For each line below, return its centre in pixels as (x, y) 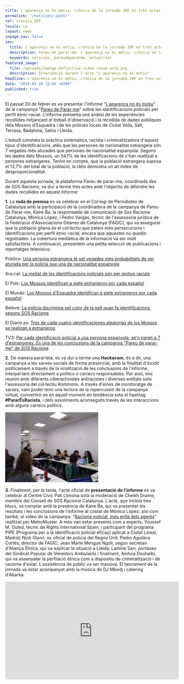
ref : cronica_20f (23, 21)
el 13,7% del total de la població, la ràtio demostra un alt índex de (72, 166)
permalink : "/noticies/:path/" (37, 16)
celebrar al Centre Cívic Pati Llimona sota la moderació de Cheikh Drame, (80, 495)
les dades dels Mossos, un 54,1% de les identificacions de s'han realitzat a (81, 156)
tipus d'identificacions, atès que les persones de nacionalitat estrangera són (83, 145)
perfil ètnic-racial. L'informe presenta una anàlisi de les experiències (75, 114)
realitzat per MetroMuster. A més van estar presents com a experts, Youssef (83, 521)
